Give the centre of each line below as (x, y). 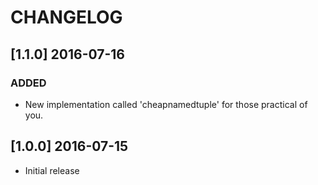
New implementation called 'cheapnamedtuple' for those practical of (166, 104)
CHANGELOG (66, 17)
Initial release (52, 170)
